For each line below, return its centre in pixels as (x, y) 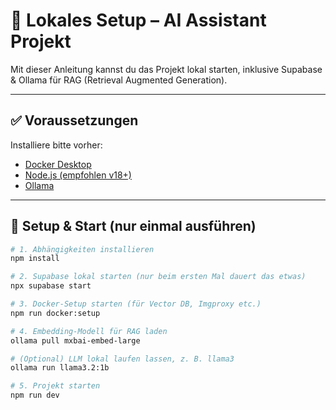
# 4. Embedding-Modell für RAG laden (89, 331)
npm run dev (35, 395)
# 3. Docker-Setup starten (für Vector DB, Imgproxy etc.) (136, 304)
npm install (35, 259)
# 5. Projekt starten (55, 386)
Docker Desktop (58, 164)
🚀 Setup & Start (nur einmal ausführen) (133, 226)
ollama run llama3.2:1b (60, 368)
